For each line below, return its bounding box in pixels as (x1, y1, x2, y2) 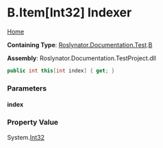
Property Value (7, 118, 59, 127)
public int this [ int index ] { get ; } (7, 67, 115, 74)
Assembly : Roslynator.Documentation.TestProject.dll (7, 53, 156, 62)
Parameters (7, 84, 47, 93)
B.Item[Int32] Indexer (7, 5, 132, 21)
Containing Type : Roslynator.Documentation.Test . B (7, 40, 153, 49)
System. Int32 (7, 133, 45, 141)
